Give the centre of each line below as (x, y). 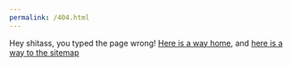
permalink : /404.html (50, 17)
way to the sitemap (44, 52)
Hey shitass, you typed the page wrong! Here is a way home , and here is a (146, 43)
